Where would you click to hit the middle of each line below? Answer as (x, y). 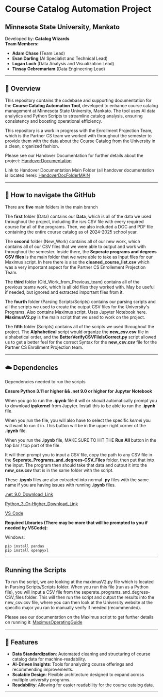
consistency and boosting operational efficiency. (54, 121)
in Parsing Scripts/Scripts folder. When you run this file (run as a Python (77, 587)
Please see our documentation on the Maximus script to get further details (79, 617)
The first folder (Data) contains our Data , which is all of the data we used (78, 216)
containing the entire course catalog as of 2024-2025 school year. (72, 232)
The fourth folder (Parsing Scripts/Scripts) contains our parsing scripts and (81, 301)
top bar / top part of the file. (33, 445)
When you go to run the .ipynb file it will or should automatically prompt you (81, 401)
